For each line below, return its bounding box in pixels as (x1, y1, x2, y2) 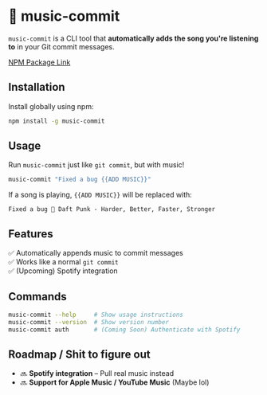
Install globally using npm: (8, 101, 94, 111)
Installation (8, 80, 65, 94)
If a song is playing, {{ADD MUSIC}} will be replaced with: (8, 190, 193, 200)
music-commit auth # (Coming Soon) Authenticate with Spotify (8, 326, 241, 334)
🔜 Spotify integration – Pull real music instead (19, 369, 174, 378)
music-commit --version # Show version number (8, 318, 170, 326)
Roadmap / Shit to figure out (8, 347, 151, 361)
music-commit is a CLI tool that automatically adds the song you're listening (8, 33, 259, 43)
